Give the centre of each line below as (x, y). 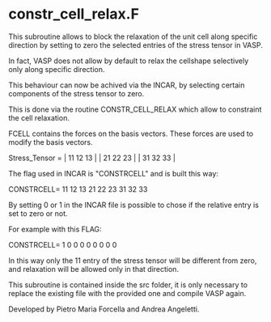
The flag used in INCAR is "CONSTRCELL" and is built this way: (113, 173)
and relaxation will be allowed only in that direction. (94, 269)
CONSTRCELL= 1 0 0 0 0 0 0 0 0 (63, 244)
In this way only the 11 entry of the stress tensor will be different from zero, (133, 261)
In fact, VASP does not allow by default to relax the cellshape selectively (129, 61)
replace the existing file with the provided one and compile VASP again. (127, 293)
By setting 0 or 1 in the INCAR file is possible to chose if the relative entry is (133, 205)
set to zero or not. (38, 213)
